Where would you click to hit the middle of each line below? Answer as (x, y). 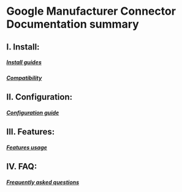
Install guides (24, 62)
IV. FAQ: (22, 166)
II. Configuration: (39, 97)
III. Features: (31, 132)
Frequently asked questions (43, 182)
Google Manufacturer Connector (91, 11)
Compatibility (24, 78)
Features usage (27, 147)
